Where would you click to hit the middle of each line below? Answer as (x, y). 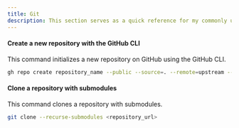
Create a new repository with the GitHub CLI (74, 43)
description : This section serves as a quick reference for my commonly (117, 21)
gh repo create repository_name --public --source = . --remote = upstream (116, 72)
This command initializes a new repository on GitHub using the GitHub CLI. (117, 59)
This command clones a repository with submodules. (85, 104)
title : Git (23, 14)
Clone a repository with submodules (62, 88)
